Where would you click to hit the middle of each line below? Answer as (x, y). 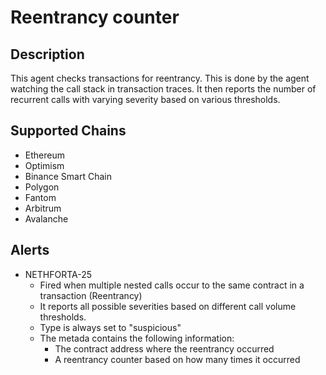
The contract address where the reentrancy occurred (164, 348)
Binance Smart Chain (68, 176)
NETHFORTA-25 (58, 274)
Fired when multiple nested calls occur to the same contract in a (172, 285)
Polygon (42, 187)
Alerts (30, 250)
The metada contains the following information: (137, 338)
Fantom (40, 197)
